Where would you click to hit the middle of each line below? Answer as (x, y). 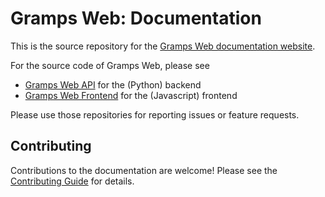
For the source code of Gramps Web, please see (110, 65)
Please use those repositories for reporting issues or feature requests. (155, 114)
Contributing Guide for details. (72, 181)
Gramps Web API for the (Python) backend (113, 84)
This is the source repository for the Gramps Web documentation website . (163, 46)
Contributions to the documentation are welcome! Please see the (144, 170)
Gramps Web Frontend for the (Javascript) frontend (131, 95)
